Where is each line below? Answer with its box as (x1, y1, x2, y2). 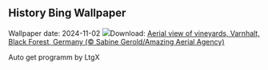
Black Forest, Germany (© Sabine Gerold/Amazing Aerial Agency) (8, 37, 225, 46)
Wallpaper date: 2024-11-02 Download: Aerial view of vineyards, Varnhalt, (8, 28, 260, 38)
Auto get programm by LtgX (8, 52, 100, 62)
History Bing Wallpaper (8, 6, 126, 20)
